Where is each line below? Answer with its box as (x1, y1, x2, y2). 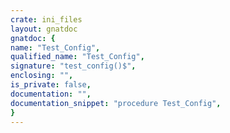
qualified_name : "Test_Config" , (10, 52, 145, 62)
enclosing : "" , (10, 71, 74, 81)
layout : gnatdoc (10, 24, 78, 34)
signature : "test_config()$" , (10, 61, 137, 71)
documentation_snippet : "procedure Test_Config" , (10, 98, 222, 108)
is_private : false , (10, 80, 92, 90)
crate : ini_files (10, 14, 83, 25)
